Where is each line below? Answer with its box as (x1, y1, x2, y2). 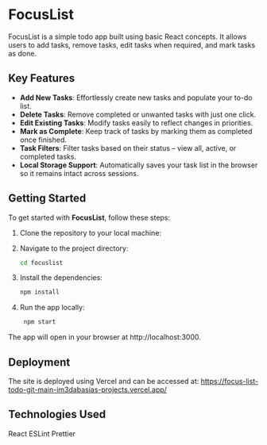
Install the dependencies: (19, 273, 103, 282)
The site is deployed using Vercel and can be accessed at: (8, 377, 199, 386)
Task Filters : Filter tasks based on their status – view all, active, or (19, 143, 237, 152)
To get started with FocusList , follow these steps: (8, 213, 171, 222)
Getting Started (8, 192, 87, 205)
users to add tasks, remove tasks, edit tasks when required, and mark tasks (8, 40, 256, 49)
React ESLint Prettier (8, 428, 76, 438)
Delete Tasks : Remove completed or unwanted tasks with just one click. (19, 109, 257, 119)
